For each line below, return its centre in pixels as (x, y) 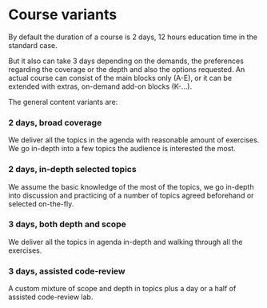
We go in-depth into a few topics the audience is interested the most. (122, 149)
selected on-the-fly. (41, 204)
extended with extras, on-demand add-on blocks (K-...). (100, 86)
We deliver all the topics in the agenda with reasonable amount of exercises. (134, 140)
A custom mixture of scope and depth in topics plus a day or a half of (122, 289)
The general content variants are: (63, 102)
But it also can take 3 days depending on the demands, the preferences (126, 61)
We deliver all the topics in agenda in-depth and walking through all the (126, 242)
